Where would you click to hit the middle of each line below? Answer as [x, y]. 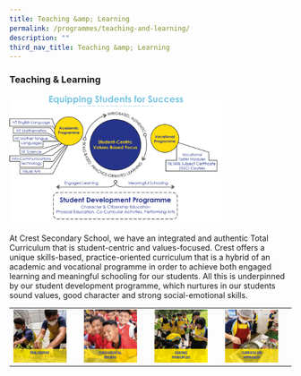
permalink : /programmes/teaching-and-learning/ [100, 28]
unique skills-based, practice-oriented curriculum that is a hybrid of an [140, 257]
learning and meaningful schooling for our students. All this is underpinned [147, 276]
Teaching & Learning [55, 80]
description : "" [39, 38]
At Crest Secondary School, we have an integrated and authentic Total [139, 238]
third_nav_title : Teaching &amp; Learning [90, 47]
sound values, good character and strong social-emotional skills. [129, 295]
